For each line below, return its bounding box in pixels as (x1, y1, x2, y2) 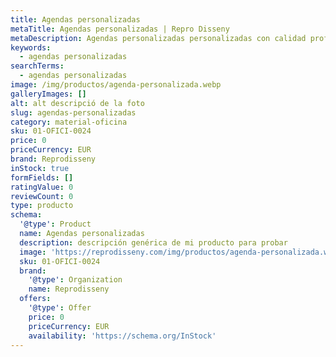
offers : (19, 294, 52, 304)
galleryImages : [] (10, 89, 87, 99)
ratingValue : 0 (10, 182, 74, 192)
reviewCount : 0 (10, 191, 74, 201)
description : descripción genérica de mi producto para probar (19, 237, 288, 248)
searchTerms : (10, 61, 65, 71)
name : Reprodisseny (28, 284, 110, 295)
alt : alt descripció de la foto (10, 98, 145, 108)
